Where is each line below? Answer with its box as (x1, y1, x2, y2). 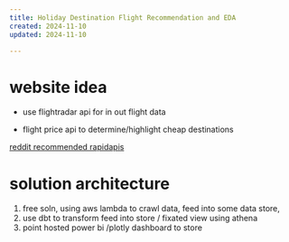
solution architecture (9, 173, 170, 194)
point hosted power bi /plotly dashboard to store (22, 222, 203, 233)
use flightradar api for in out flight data (22, 107, 166, 117)
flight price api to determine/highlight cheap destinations (22, 124, 235, 135)
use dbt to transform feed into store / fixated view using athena (22, 213, 258, 224)
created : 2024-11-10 (9, 22, 88, 31)
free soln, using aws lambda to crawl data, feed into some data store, (22, 203, 280, 214)
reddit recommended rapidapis (9, 142, 125, 153)
